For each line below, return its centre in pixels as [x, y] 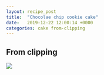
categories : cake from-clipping [46, 28]
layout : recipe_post [31, 12]
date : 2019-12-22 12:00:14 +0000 [50, 22]
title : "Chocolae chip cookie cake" [52, 17]
